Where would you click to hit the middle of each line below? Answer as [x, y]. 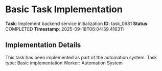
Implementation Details [43, 45]
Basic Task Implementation [64, 9]
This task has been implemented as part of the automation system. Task [81, 57]
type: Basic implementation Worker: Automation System [64, 63]
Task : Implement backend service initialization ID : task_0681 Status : [77, 23]
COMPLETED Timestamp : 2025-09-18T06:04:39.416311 [65, 29]
